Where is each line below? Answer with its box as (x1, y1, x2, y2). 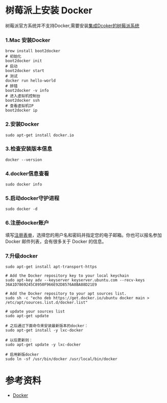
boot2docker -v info (5, 88, 50, 93)
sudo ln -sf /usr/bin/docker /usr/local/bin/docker (5, 357, 117, 362)
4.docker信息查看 (5, 170, 50, 177)
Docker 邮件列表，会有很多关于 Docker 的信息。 (5, 238, 107, 244)
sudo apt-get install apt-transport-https (5, 264, 97, 270)
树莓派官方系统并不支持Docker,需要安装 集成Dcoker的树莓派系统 (5, 22, 139, 29)
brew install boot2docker (5, 49, 60, 54)
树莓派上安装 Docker (5, 5, 93, 16)
